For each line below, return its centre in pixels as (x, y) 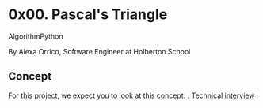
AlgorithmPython (36, 36)
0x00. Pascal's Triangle (88, 15)
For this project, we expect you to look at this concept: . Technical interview (131, 95)
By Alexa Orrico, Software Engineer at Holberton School (99, 51)
